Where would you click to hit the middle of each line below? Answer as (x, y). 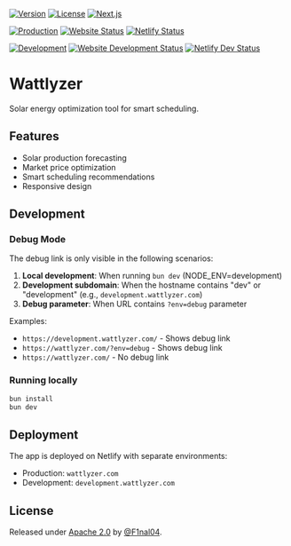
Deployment (44, 435)
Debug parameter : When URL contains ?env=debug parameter (134, 304)
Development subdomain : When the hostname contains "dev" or (142, 285)
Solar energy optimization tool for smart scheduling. (104, 108)
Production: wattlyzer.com (70, 473)
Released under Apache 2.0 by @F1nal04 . (86, 532)
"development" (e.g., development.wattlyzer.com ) (112, 295)
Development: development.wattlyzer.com (98, 483)
